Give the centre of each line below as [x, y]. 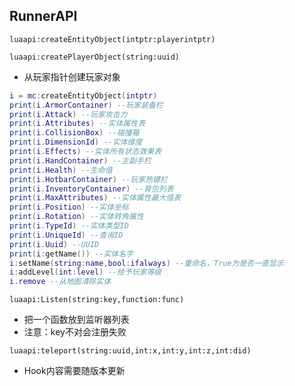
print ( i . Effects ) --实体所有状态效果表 [85, 152]
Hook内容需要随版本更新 [74, 371]
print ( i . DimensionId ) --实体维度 [76, 142]
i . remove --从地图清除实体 [60, 282]
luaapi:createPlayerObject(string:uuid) [95, 57]
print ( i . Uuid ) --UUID [54, 244]
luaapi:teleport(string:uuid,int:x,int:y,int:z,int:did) [130, 351]
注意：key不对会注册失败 [75, 332]
